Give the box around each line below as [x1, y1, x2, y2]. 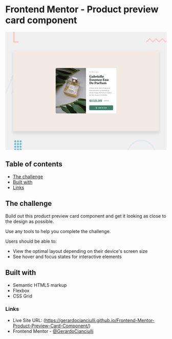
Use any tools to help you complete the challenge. [5, 228, 111, 234]
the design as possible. [5, 218, 54, 224]
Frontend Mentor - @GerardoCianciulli [12, 328, 94, 334]
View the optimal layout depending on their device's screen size [12, 248, 148, 254]
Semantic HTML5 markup [12, 282, 67, 288]
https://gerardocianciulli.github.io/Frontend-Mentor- [45, 317, 155, 323]
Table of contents [5, 160, 62, 168]
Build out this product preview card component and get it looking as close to [5, 213, 166, 219]
